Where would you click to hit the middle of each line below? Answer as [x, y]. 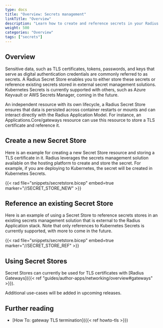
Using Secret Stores [36, 261]
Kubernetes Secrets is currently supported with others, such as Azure [75, 89]
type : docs [16, 10]
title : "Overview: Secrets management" [46, 14]
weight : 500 [17, 28]
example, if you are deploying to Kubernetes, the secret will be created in [79, 168]
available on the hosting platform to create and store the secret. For [73, 163]
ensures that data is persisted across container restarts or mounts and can [80, 109]
